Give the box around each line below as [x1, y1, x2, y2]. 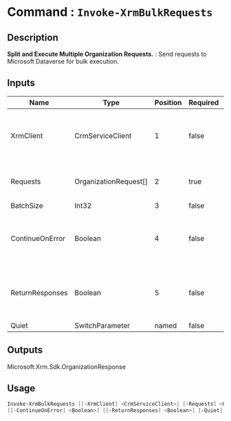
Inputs [7, 77, 36, 89]
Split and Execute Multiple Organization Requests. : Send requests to [7, 50, 208, 58]
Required [188, 97, 219, 107]
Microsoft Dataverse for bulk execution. [7, 57, 119, 66]
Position [154, 97, 182, 107]
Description [7, 32, 58, 43]
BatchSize [10, 201, 43, 210]
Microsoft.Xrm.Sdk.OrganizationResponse [7, 362, 126, 371]
